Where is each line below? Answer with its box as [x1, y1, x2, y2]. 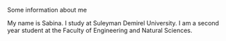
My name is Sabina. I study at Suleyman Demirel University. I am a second [7, 19, 219, 27]
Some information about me [7, 6, 87, 14]
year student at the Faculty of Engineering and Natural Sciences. [7, 27, 193, 34]
